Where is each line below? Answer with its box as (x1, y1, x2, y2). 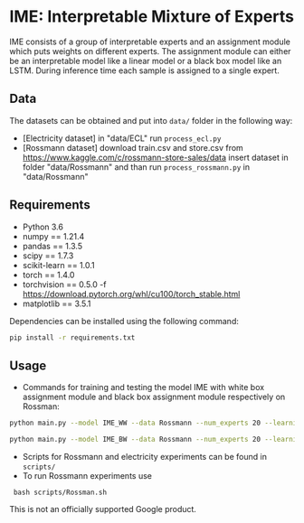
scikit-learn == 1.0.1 (22, 259, 95, 270)
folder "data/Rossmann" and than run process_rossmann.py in (22, 161, 251, 173)
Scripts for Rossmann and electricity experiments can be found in (22, 452, 267, 462)
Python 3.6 (22, 221, 63, 232)
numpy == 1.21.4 (22, 230, 85, 241)
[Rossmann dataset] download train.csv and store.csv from (22, 142, 244, 153)
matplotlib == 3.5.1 (22, 298, 91, 309)
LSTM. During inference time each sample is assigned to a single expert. (9, 65, 280, 76)
